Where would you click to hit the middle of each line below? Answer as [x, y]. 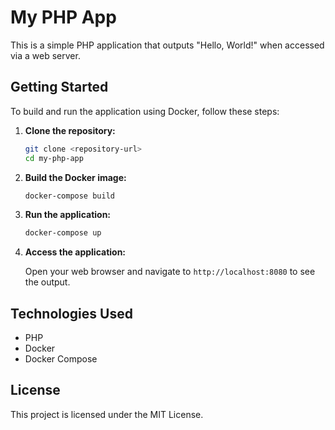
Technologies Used [71, 313]
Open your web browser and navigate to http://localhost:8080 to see [170, 272]
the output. [47, 282]
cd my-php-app [54, 158]
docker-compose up [63, 233]
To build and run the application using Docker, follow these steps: [145, 111]
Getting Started [59, 87]
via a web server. [45, 55]
